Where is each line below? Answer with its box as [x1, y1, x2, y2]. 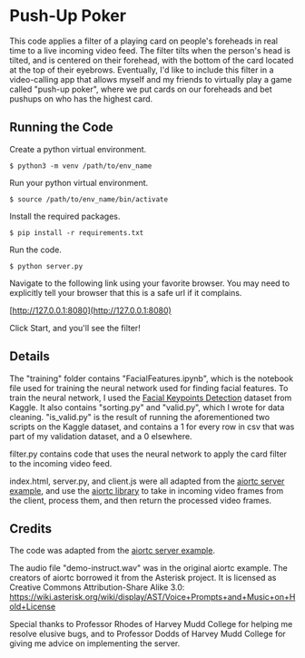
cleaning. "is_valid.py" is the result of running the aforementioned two [9, 411, 271, 422]
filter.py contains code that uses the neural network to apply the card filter [9, 448, 288, 459]
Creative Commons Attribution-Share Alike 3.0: [9, 582, 185, 593]
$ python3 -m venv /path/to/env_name [9, 161, 152, 171]
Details [9, 349, 50, 364]
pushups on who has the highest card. [9, 93, 153, 104]
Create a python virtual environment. [9, 143, 147, 154]
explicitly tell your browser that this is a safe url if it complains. [9, 287, 242, 298]
